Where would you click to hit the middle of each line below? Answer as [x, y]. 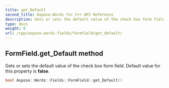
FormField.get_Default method [54, 54]
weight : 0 [16, 29]
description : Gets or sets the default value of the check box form [78, 19]
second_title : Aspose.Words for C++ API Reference [59, 15]
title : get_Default [26, 10]
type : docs [17, 24]
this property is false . [27, 71]
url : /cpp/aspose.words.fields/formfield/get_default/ [64, 33]
